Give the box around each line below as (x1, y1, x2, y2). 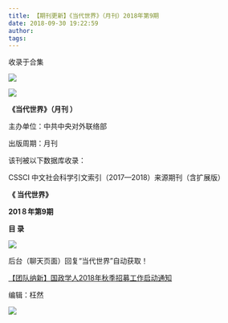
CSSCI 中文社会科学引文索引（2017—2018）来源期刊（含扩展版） (8, 173, 225, 182)
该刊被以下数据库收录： (8, 156, 86, 166)
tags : (8, 34, 26, 43)
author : (8, 27, 35, 35)
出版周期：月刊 (8, 138, 58, 149)
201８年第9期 (8, 206, 54, 217)
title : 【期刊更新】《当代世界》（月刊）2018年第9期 (8, 11, 159, 20)
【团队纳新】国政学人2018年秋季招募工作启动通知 (8, 273, 173, 283)
